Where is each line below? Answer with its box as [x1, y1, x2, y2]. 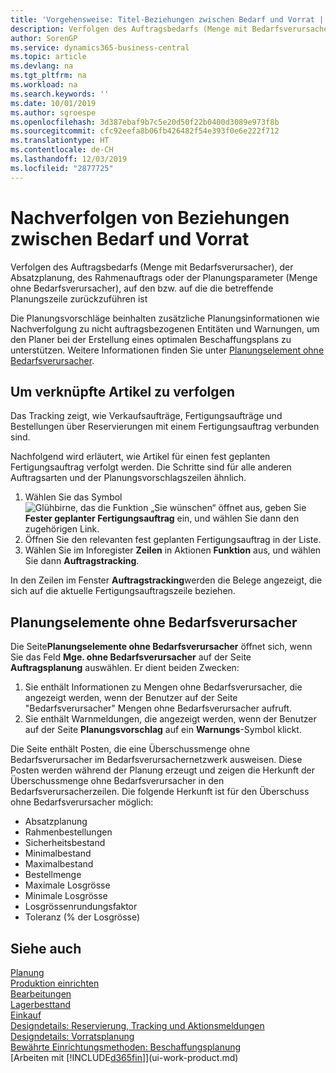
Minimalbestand [24, 847, 92, 860]
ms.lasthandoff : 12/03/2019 [10, 154, 128, 164]
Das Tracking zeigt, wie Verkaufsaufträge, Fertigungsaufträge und [10, 410, 283, 422]
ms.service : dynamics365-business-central [10, 42, 190, 53]
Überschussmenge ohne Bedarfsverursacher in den [10, 775, 225, 787]
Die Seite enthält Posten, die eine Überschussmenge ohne [10, 743, 251, 755]
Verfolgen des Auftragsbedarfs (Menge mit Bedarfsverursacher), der [10, 261, 294, 273]
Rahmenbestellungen [24, 826, 113, 838]
